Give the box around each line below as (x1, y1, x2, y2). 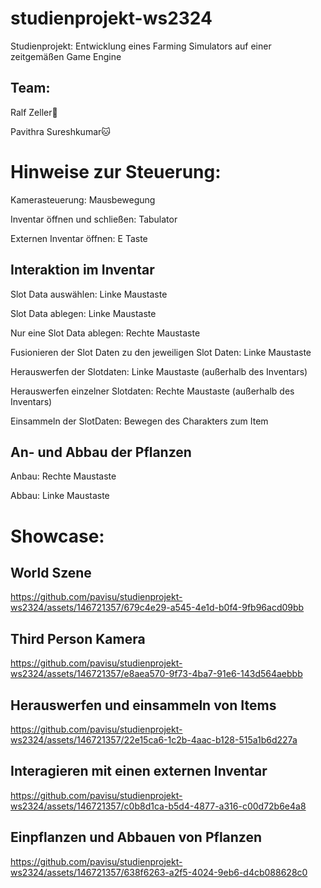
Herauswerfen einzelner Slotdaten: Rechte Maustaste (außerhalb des (10, 385, 295, 397)
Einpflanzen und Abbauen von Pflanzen (10, 829, 263, 846)
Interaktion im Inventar (10, 262, 155, 279)
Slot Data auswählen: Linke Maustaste (10, 288, 168, 300)
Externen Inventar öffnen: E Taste (10, 232, 148, 244)
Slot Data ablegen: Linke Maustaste (10, 307, 157, 319)
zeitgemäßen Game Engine (10, 50, 122, 62)
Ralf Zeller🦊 (10, 106, 58, 118)
